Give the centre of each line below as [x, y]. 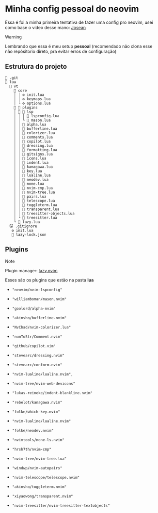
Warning [13, 37]
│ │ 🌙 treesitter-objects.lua [44, 213]
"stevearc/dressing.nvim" [38, 355]
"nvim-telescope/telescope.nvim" [46, 477]
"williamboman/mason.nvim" [39, 299]
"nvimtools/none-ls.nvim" [38, 440]
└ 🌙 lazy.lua [27, 222]
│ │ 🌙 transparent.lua [37, 209]
